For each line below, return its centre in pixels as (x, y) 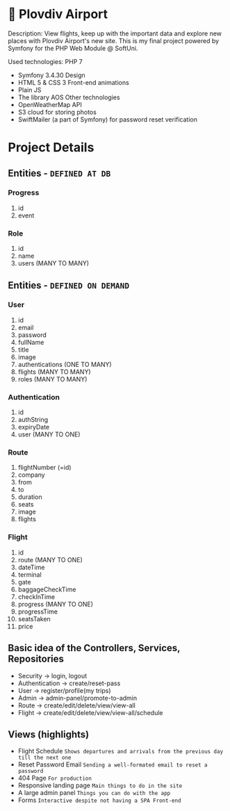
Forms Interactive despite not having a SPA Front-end (99, 800)
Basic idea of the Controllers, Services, (94, 648)
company (31, 475)
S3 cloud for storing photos (57, 112)
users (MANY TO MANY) (54, 263)
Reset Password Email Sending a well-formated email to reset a (113, 764)
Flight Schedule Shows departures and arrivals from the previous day (121, 751)
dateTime (31, 567)
